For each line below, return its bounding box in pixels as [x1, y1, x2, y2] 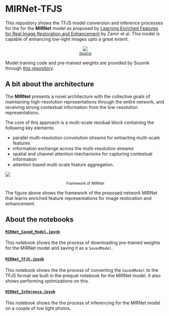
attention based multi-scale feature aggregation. [12, 161, 114, 167]
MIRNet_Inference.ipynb [5, 290, 56, 295]
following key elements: [5, 125, 55, 131]
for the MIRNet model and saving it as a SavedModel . [5, 245, 113, 251]
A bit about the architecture [5, 80, 94, 89]
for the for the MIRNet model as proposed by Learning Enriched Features [5, 25, 158, 31]
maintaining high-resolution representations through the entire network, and [5, 98, 164, 104]
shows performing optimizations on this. [5, 277, 90, 284]
